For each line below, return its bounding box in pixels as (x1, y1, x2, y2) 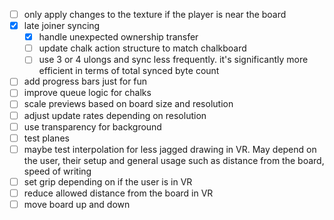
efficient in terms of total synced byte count (38, 65, 220, 77)
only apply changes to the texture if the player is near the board (23, 9, 287, 20)
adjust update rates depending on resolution (23, 109, 207, 121)
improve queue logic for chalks (23, 87, 152, 99)
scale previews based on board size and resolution (23, 98, 234, 110)
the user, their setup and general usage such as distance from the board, (23, 154, 325, 166)
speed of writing (23, 165, 92, 177)
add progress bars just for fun (23, 75, 148, 88)
